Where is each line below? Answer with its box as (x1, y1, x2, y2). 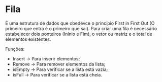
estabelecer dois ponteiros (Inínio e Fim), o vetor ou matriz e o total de (5, 31, 152, 37)
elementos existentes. (5, 36, 51, 42)
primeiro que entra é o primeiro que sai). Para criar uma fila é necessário (5, 25, 157, 31)
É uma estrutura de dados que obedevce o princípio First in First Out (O (5, 20, 155, 26)
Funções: (5, 46, 25, 52)
